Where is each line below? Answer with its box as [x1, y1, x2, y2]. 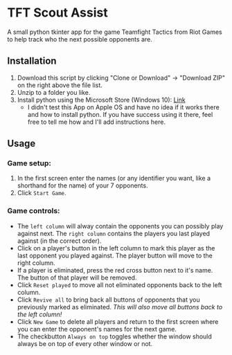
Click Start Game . [17, 189, 67, 197]
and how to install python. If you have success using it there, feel [27, 110, 213, 118]
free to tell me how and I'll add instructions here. [27, 118, 166, 126]
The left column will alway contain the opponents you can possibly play [17, 221, 224, 230]
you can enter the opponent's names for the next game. [17, 325, 177, 333]
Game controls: [7, 206, 60, 216]
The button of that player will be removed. [17, 273, 137, 282]
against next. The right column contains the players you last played [17, 229, 210, 237]
